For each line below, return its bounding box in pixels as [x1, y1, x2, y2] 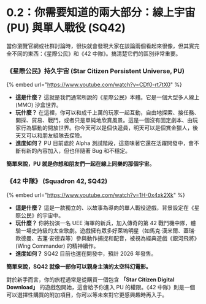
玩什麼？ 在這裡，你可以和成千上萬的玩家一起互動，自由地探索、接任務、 [15, 109, 200, 116]
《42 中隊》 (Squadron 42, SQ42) [6, 177, 108, 185]
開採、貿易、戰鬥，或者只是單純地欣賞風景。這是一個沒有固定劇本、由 [15, 117, 193, 124]
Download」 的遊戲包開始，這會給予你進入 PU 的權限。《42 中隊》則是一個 [6, 283, 196, 291]
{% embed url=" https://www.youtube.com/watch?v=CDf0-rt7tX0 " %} [6, 81, 182, 89]
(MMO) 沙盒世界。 [15, 102, 62, 109]
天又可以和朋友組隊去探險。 [15, 132, 86, 139]
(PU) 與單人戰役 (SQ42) [6, 21, 126, 35]
